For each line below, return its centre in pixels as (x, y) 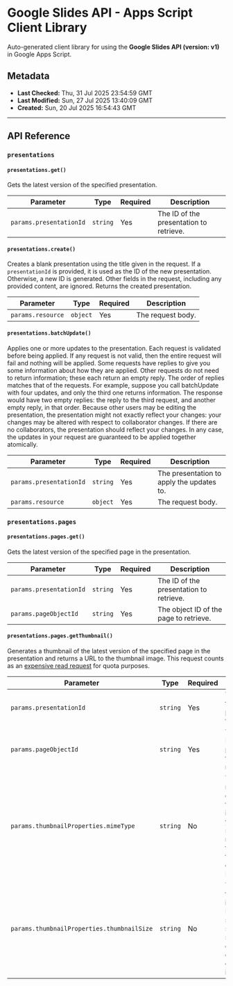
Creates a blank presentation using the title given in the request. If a (104, 264)
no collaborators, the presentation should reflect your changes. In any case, (115, 429)
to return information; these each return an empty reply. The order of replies (116, 378)
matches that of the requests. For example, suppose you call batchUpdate (113, 385)
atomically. (23, 444)
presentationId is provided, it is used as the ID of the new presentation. (109, 271)
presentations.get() (37, 170)
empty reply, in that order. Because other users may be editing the (102, 407)
